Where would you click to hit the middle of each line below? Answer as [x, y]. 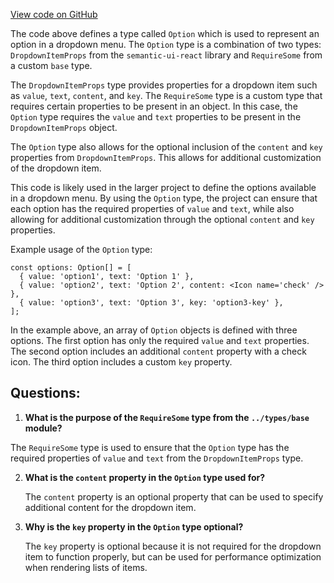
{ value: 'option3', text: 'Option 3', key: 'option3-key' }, [151, 303]
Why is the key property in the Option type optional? [134, 526]
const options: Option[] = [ [71, 268]
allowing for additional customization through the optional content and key [162, 219]
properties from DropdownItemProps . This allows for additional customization [166, 157]
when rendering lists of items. [86, 567]
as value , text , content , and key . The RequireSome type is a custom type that [166, 95]
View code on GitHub [54, 14]
